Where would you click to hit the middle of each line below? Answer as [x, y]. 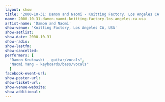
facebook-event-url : [26, 74]
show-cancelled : [22, 51]
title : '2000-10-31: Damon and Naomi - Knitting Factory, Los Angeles [79, 14]
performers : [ [20, 55]
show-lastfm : [18, 46]
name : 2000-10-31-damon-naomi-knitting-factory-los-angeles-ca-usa [76, 19]
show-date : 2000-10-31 [28, 37]
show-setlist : [20, 32]
